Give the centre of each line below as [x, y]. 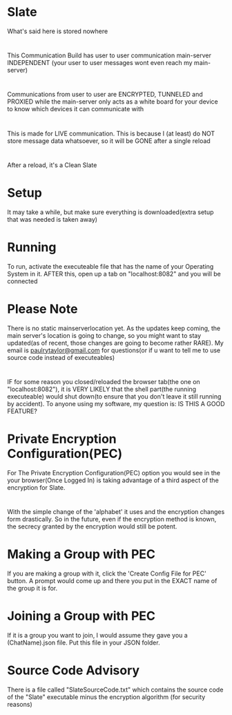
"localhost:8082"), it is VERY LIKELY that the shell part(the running [102, 389]
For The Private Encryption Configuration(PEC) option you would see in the [114, 473]
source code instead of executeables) [61, 357]
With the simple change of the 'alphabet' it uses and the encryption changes [116, 511]
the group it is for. [32, 588]
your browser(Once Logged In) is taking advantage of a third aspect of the [113, 480]
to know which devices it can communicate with [76, 109]
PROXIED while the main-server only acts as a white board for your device [113, 102]
